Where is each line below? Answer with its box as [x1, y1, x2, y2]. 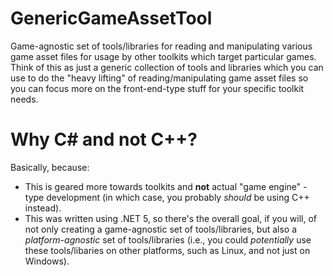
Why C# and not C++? [10, 128, 198, 151]
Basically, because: [10, 161, 90, 173]
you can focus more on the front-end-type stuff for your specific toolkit [10, 82, 305, 94]
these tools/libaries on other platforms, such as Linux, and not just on [24, 244, 311, 256]
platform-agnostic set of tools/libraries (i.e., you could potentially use [24, 233, 312, 246]
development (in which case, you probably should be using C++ [46, 191, 310, 203]
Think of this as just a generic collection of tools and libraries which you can [10, 61, 324, 73]
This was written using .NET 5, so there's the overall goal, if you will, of [24, 212, 318, 224]
